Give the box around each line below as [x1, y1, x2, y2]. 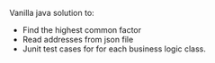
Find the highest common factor [22, 25, 142, 35]
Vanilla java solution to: [9, 8, 94, 18]
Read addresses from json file [22, 35, 134, 44]
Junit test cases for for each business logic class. [22, 43, 207, 54]
